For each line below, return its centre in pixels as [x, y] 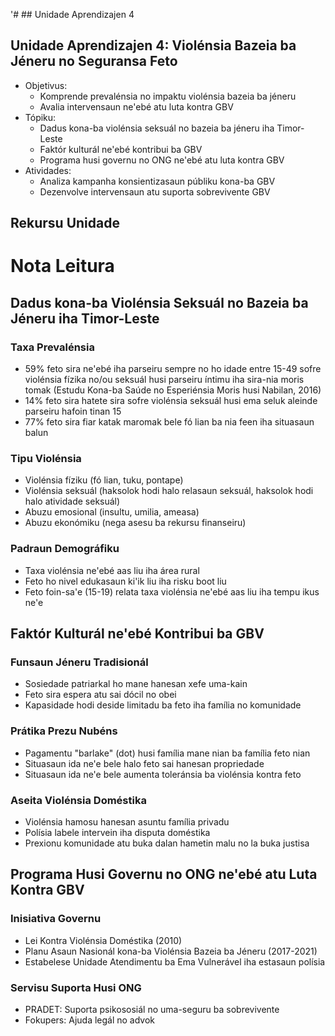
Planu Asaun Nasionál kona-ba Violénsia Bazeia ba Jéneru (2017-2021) [171, 951]
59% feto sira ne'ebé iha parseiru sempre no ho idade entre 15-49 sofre [173, 369]
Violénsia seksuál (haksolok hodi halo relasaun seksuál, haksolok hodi [169, 491]
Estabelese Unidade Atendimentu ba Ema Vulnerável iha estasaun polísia [175, 961]
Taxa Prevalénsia [52, 347]
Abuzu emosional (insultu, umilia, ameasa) [112, 512]
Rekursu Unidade [65, 223]
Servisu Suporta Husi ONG [76, 987]
